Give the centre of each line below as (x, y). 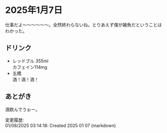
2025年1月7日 (34, 10)
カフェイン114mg (30, 67)
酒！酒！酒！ (25, 79)
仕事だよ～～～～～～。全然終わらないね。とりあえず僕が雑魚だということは (83, 25)
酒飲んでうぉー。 (23, 109)
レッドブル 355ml (30, 61)
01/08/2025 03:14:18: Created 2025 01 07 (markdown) (61, 125)
